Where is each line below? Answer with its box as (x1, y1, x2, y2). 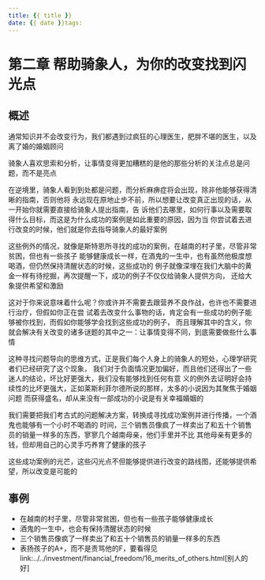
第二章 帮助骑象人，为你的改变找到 (8, 55, 233, 73)
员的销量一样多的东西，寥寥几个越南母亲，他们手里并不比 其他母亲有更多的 (8, 430, 252, 439)
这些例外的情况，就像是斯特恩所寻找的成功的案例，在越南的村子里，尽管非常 (8, 241, 257, 250)
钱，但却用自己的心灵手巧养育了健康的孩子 (8, 439, 147, 449)
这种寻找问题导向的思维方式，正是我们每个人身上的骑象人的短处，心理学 (8, 353, 243, 363)
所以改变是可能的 (21, 466, 77, 476)
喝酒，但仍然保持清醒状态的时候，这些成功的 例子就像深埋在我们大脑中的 (8, 261, 245, 270)
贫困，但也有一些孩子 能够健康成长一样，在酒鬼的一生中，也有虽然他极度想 (8, 250, 252, 261)
